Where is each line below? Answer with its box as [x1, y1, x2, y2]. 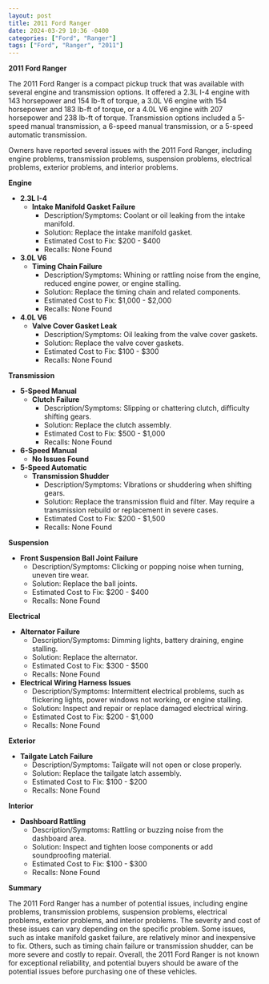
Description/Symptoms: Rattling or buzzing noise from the [31, 825, 224, 835]
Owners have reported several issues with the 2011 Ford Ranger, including [8, 146, 252, 155]
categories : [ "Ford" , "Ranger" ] [8, 34, 116, 42]
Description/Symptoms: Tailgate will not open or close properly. [31, 760, 243, 769]
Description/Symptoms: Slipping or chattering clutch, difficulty [43, 404, 250, 413]
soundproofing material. [31, 850, 112, 861]
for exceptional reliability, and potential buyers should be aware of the [8, 958, 239, 968]
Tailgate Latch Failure [19, 752, 94, 761]
